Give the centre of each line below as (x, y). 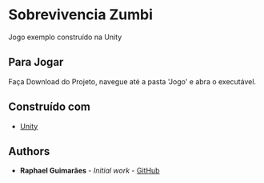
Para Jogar (36, 62)
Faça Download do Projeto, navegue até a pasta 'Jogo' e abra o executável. (132, 81)
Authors (29, 151)
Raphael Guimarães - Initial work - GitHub (90, 171)
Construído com (49, 107)
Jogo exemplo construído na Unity (65, 37)
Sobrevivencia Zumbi (81, 15)
